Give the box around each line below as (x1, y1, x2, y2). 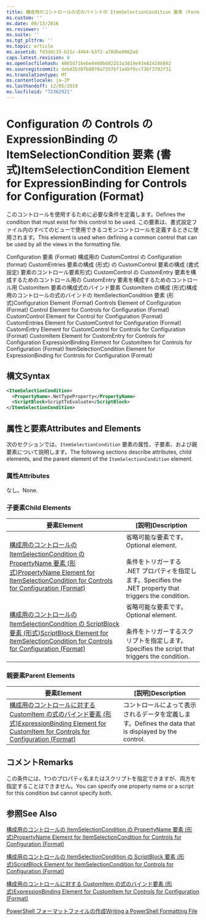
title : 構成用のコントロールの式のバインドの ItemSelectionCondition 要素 (6, 9, 183, 15)
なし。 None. (6, 487, 38, 494)
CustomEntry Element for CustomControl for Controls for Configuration (6, 326, 186, 333)
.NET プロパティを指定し (126, 567, 197, 575)
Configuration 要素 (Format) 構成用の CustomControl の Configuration (6, 253, 182, 261)
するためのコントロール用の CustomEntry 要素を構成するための (11, 276, 172, 283)
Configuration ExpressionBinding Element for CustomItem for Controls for (6, 338, 193, 346)
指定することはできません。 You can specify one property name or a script (6, 782, 194, 790)
